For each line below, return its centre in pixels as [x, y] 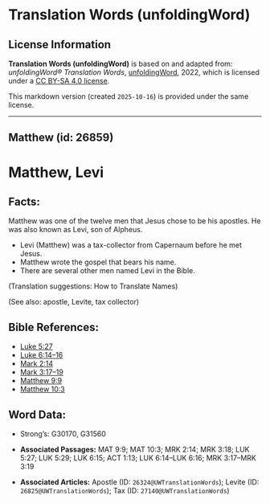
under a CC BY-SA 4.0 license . [59, 81]
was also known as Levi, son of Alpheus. [76, 230]
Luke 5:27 [37, 346]
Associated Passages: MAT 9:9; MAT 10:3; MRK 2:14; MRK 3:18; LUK [135, 450]
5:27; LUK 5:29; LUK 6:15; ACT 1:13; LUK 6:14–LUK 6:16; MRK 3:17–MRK [138, 458]
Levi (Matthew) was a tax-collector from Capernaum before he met [131, 245]
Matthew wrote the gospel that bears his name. [98, 262]
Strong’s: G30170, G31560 [63, 434]
